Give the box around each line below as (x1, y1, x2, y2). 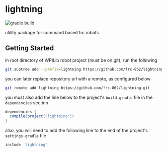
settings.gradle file (5, 133, 46, 139)
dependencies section (5, 99, 49, 105)
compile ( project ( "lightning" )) (9, 114, 75, 119)
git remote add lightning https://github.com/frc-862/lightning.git (5, 85, 150, 90)
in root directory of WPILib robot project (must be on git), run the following (5, 57, 158, 63)
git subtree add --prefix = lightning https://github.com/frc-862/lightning (5, 67, 164, 72)
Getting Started (5, 44, 54, 53)
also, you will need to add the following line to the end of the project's (5, 128, 148, 134)
